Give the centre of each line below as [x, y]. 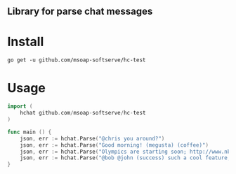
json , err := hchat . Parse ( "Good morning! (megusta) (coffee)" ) [114, 145]
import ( [20, 107]
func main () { [29, 132]
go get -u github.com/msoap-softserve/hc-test [77, 60]
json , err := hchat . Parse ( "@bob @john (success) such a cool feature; [125, 158]
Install [26, 42]
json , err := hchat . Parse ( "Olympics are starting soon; [104, 152]
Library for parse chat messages [80, 12]
